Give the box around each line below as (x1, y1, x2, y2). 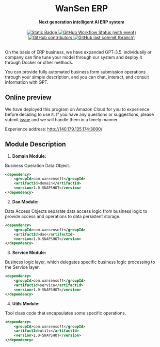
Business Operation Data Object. (5, 163, 70, 168)
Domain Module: (12, 153, 47, 159)
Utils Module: (12, 300, 40, 307)
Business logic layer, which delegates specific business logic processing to (5, 259, 155, 265)
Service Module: (12, 250, 47, 256)
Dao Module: (12, 199, 39, 204)
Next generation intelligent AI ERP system (38, 19, 125, 25)
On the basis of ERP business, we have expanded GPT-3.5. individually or (5, 49, 152, 55)
